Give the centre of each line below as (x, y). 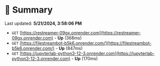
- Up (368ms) (68, 38)
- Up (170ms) (85, 58)
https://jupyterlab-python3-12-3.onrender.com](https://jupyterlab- (88, 53)
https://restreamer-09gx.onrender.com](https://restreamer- (81, 33)
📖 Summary (29, 10)
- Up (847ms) (69, 48)
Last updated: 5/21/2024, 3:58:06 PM (43, 23)
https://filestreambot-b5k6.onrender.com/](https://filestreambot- (86, 43)
